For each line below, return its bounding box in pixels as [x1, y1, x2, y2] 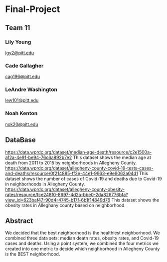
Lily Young [5, 38, 31, 45]
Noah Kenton [5, 110, 38, 117]
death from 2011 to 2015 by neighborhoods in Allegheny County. [5, 159, 137, 165]
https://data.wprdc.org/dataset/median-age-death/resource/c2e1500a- [5, 149, 152, 155]
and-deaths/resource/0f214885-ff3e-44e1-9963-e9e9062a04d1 [5, 170, 138, 176]
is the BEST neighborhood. [5, 251, 60, 257]
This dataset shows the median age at [73, 154, 151, 160]
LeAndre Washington [5, 86, 57, 93]
